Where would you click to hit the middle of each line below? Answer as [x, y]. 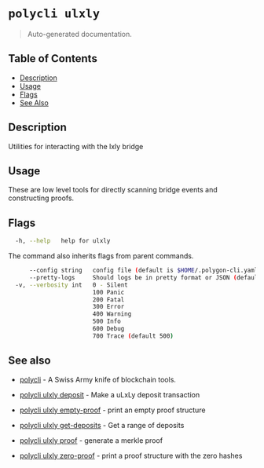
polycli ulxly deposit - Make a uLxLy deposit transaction [110, 394]
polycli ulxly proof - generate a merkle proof [91, 440]
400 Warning [112, 314]
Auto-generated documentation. [79, 34]
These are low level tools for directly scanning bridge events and [113, 190]
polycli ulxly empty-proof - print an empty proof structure [112, 410]
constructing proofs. [41, 198]
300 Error [108, 307]
